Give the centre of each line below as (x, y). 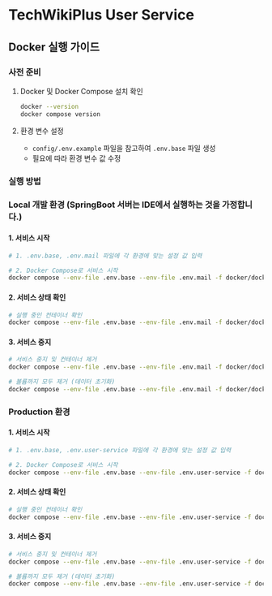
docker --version (49, 106)
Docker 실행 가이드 (54, 47)
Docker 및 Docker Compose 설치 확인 (81, 91)
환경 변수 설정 (42, 131)
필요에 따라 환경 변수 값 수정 (76, 158)
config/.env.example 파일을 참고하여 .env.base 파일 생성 (124, 148)
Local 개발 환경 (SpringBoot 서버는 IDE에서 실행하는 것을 (114, 205)
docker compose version (60, 114)
